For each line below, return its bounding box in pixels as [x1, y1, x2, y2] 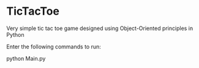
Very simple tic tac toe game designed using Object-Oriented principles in [6, 25, 193, 32]
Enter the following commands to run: [6, 43, 101, 50]
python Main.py [6, 55, 46, 62]
